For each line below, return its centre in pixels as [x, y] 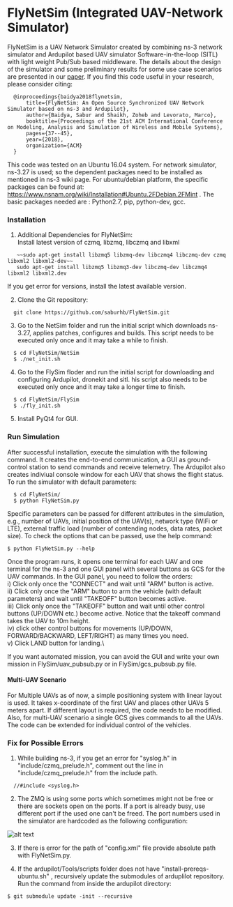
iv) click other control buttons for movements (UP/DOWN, [90, 628]
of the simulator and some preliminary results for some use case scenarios [114, 69]
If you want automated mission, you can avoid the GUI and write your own [113, 656]
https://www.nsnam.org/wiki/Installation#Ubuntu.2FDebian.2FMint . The [111, 194]
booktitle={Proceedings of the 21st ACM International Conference [124, 121]
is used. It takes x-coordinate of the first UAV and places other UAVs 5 [108, 703]
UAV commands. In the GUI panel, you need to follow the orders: [100, 576]
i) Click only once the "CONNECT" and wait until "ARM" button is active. [111, 584]
